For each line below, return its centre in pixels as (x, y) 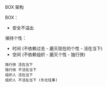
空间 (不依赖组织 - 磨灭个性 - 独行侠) (49, 54)
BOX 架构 (14, 7)
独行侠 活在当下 (19, 65)
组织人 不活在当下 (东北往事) (31, 80)
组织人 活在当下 (19, 75)
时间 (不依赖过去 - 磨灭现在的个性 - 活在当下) (57, 48)
